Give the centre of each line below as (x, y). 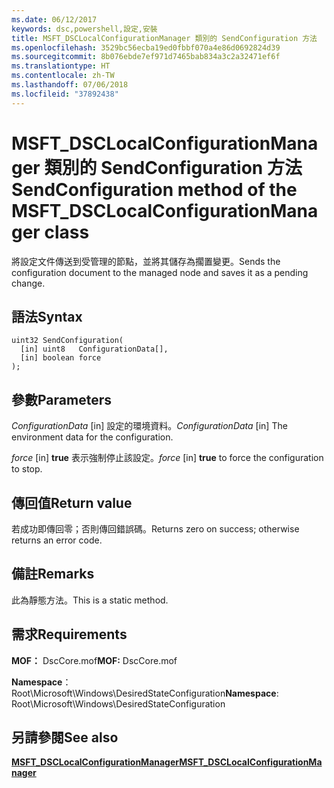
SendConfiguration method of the (154, 189)
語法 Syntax (47, 316)
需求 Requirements (69, 634)
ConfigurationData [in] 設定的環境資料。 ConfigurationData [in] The (149, 426)
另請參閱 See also (65, 737)
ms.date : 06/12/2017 (54, 19)
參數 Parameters (61, 399)
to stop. (27, 469)
